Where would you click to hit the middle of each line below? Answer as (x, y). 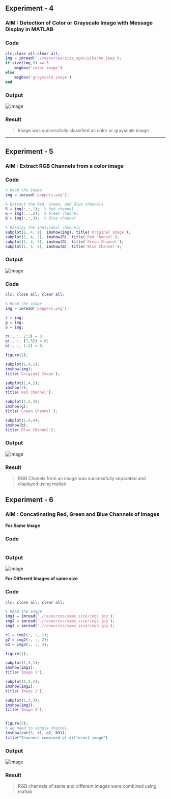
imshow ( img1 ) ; (20, 668)
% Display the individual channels (43, 228)
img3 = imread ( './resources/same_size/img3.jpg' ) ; (60, 626)
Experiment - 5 (29, 151)
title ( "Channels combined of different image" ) (57, 738)
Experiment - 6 (29, 500)
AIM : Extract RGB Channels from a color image (65, 166)
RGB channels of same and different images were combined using (87, 786)
